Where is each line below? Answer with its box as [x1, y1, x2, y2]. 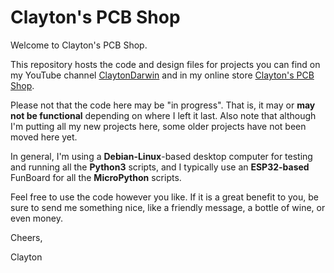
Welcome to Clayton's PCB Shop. [10, 39, 148, 51]
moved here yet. [10, 131, 78, 143]
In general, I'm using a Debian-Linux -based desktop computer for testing [10, 150, 313, 162]
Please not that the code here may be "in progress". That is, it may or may [10, 99, 316, 111]
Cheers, [10, 231, 43, 243]
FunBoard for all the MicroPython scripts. [10, 171, 182, 183]
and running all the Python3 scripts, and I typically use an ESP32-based [10, 161, 310, 173]
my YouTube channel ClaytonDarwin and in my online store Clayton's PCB [10, 69, 315, 81]
